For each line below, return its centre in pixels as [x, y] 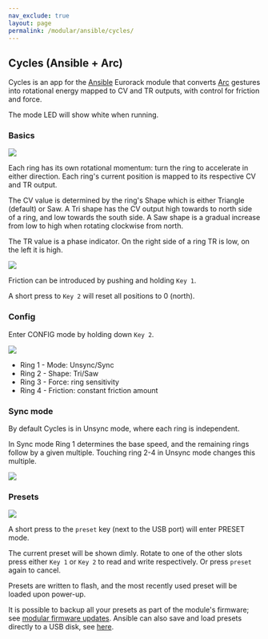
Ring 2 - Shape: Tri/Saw [59, 373]
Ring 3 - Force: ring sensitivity [70, 382]
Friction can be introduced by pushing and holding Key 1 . [102, 280]
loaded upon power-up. [47, 594]
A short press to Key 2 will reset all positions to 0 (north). [102, 296]
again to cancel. [35, 570]
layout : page [30, 23]
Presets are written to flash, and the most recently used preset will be [123, 586]
